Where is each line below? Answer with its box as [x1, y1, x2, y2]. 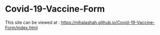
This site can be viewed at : [5, 19, 60, 25]
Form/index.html [5, 24, 38, 30]
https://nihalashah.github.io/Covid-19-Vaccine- [60, 19, 155, 25]
